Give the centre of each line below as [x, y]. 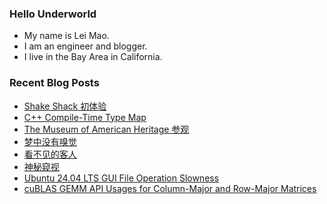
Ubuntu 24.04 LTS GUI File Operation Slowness [121, 178]
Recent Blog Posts [54, 83]
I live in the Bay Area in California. [93, 57]
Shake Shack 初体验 [65, 106]
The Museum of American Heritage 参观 [106, 129]
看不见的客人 [50, 154]
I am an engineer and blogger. [85, 46]
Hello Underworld [53, 14]
